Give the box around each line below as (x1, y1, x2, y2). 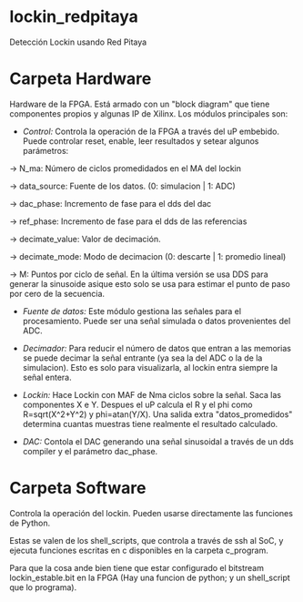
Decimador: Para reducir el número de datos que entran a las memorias (22, 342, 291, 353)
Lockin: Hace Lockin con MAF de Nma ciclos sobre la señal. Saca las (22, 389, 282, 400)
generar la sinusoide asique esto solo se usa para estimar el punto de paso (9, 278, 291, 289)
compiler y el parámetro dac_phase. (22, 445, 158, 456)
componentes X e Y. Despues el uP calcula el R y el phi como (22, 399, 253, 410)
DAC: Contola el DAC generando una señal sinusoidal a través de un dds (22, 435, 294, 447)
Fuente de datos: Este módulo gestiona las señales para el (22, 305, 242, 316)
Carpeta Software (9, 478, 146, 498)
